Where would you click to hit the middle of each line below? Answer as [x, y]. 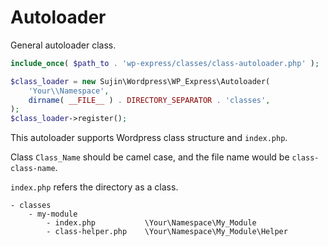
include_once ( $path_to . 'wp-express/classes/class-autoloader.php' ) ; [165, 63]
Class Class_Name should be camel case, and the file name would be [150, 157]
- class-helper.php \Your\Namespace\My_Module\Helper [167, 232]
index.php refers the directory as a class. [94, 187]
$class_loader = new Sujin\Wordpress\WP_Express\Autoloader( [140, 81]
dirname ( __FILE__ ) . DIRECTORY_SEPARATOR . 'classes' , [149, 100]
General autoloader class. [63, 45]
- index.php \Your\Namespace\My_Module [151, 223]
